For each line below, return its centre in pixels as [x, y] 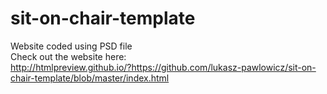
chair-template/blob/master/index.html [90, 78]
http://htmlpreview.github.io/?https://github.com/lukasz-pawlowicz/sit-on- [163, 67]
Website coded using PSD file [71, 46]
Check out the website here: [68, 56]
